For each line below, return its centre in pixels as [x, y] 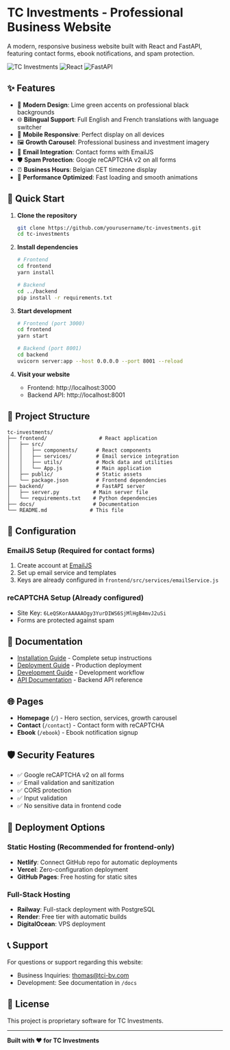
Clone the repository [47, 215]
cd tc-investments [43, 234]
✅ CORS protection [44, 790]
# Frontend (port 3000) [51, 323]
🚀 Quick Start [36, 199]
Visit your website [43, 374]
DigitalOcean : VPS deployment [61, 924]
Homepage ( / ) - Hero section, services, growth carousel [97, 718]
